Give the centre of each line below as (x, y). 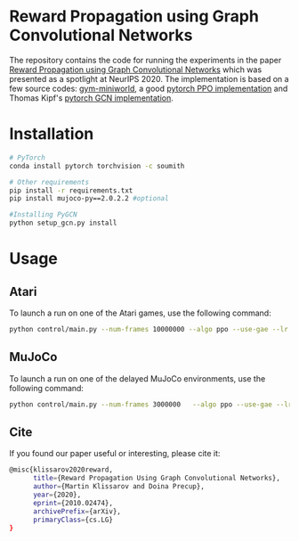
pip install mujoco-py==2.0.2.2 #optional (89, 199)
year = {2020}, (57, 495)
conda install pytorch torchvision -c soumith (97, 166)
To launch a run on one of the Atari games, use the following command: (140, 313)
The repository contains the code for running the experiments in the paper (145, 60)
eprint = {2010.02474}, (73, 503)
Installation (52, 134)
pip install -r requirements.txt (71, 190)
